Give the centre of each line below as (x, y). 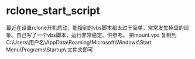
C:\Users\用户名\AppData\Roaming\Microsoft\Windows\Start (79, 42)
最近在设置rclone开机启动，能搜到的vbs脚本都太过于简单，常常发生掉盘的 (95, 27)
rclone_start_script (53, 11)
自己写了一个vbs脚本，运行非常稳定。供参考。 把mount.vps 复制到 (96, 35)
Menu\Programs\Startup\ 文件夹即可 (50, 49)
